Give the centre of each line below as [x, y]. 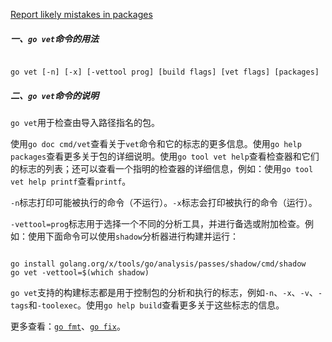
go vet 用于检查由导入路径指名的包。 [85, 122]
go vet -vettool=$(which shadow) [80, 272]
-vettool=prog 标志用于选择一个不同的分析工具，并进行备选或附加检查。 [158, 223]
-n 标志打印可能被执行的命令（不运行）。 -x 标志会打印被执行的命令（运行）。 [164, 202]
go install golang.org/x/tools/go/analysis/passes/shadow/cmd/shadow [158, 264]
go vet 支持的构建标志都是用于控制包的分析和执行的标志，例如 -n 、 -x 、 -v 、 [164, 292]
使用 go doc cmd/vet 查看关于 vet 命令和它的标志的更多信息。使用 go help [156, 143]
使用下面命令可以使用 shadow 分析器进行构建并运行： [133, 236]
